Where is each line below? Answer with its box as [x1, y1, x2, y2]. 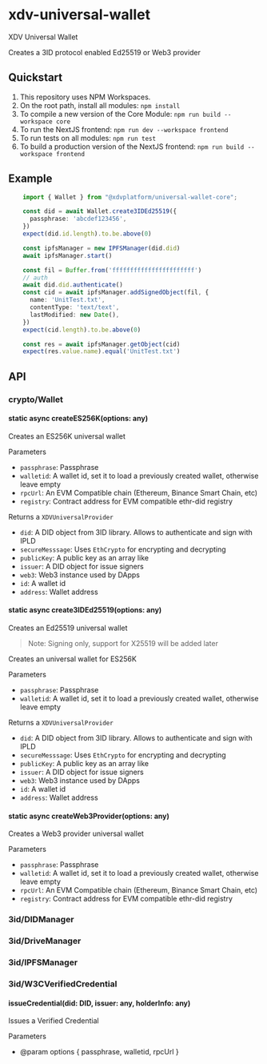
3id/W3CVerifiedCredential [8, 978, 118, 990]
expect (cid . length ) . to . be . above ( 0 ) [22, 326, 141, 334]
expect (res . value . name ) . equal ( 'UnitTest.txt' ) [22, 347, 181, 355]
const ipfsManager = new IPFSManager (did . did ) [22, 244, 181, 252]
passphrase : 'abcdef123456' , [29, 215, 127, 223]
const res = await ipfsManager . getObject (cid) [22, 340, 181, 348]
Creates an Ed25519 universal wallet [8, 623, 128, 633]
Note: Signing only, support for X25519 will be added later [27, 639, 218, 648]
